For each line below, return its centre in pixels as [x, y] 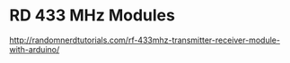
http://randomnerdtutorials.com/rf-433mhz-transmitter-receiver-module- [145, 40]
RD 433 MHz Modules [92, 16]
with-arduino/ [35, 49]
